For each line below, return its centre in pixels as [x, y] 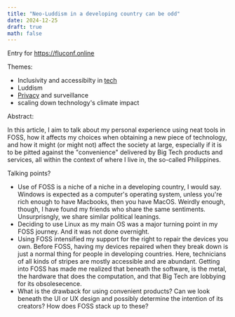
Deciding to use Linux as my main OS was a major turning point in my [117, 224]
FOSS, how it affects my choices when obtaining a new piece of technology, [117, 137]
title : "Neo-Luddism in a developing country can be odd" [94, 14]
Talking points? [29, 173]
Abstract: [20, 116]
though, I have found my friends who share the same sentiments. [111, 209]
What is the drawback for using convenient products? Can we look [114, 291]
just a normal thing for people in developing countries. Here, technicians [122, 254]
